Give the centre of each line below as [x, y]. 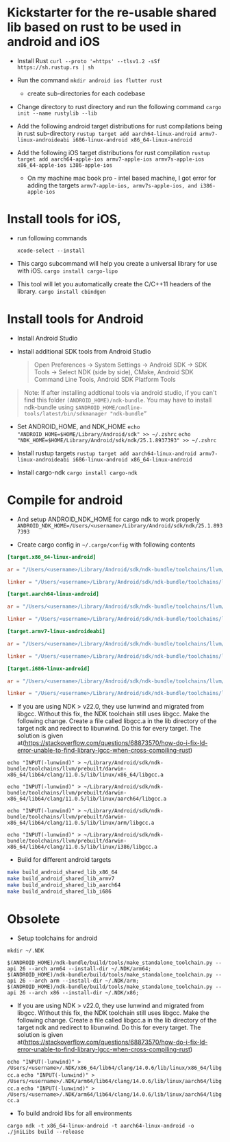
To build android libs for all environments [74, 1113]
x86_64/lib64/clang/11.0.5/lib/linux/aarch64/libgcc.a [87, 799]
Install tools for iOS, [64, 219]
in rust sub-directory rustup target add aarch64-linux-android [107, 133]
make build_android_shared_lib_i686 [59, 891]
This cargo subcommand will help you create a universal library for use [117, 263]
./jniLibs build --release [46, 1132]
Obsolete [34, 919]
